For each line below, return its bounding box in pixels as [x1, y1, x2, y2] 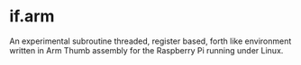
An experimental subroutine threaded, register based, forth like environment [9, 36, 292, 46]
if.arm [9, 6, 55, 27]
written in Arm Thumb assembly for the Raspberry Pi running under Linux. [9, 45, 284, 55]
